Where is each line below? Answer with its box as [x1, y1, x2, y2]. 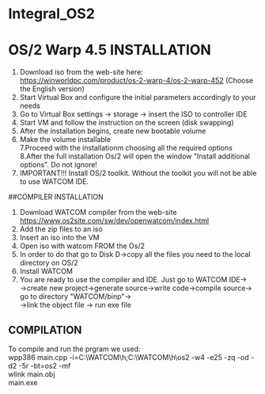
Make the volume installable [19, 135, 112, 144]
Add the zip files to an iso [19, 224, 103, 234]
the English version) [19, 84, 85, 94]
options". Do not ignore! [19, 160, 97, 170]
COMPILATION [8, 323, 82, 337]
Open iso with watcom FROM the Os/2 [19, 241, 145, 251]
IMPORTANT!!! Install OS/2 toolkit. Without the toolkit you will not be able [19, 168, 257, 178]
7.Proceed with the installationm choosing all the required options [19, 143, 233, 153]
